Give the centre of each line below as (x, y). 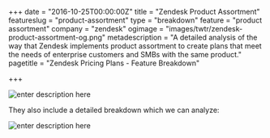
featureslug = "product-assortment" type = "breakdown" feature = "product (135, 20)
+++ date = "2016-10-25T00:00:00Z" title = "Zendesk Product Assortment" (135, 12)
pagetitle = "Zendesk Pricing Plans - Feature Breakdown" (104, 63)
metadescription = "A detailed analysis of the (182, 37)
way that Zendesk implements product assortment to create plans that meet (135, 46)
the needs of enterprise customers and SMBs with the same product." (125, 54)
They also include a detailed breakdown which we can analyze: (114, 110)
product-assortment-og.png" (57, 37)
